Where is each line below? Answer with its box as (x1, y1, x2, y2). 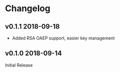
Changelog (5, 3, 51, 14)
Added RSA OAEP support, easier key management (12, 35, 115, 41)
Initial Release (5, 62, 33, 68)
